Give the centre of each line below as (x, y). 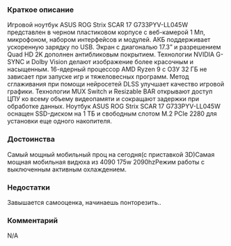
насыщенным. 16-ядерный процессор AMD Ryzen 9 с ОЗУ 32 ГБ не (107, 69)
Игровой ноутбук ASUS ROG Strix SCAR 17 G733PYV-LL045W (98, 25)
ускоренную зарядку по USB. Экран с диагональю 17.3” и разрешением (114, 47)
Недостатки (29, 187)
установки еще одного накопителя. (60, 121)
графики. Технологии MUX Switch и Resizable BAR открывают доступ (110, 91)
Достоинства (31, 139)
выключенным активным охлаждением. (67, 169)
